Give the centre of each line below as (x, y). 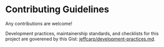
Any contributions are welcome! (39, 24)
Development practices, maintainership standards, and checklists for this (82, 33)
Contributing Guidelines (57, 9)
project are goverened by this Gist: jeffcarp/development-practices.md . (80, 39)
